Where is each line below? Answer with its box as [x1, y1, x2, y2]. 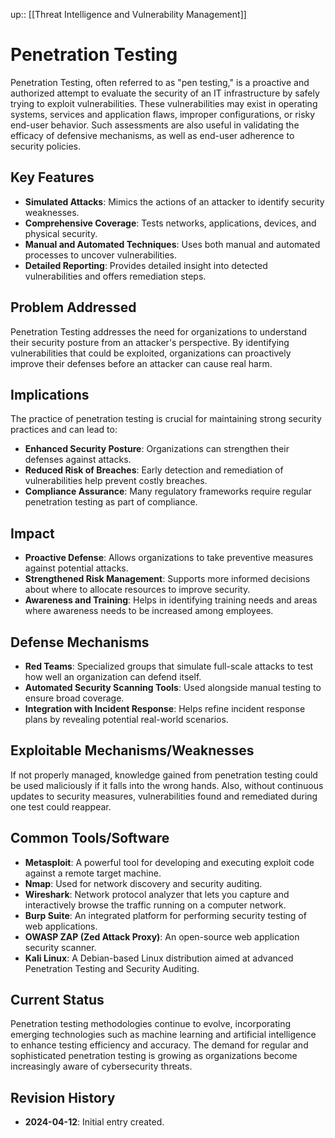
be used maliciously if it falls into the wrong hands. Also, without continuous [10, 779, 324, 791]
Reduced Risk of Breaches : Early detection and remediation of [24, 464, 284, 476]
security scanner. [24, 941, 97, 953]
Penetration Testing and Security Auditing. [24, 962, 200, 974]
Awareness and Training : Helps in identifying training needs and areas [24, 594, 318, 606]
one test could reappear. [10, 800, 112, 813]
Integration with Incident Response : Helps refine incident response [24, 703, 306, 714]
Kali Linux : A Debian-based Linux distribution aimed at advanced [24, 952, 294, 964]
